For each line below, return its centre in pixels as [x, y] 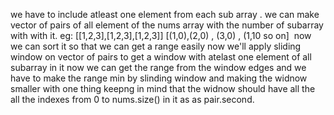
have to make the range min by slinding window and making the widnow [159, 78]
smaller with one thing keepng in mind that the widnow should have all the [163, 88]
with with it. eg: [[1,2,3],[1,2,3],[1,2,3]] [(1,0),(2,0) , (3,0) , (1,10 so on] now [161, 35]
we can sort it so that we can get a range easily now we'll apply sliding [156, 46]
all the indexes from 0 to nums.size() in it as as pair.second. [132, 99]
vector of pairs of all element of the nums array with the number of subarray [167, 25]
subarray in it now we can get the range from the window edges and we [158, 67]
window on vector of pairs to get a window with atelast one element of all [161, 57]
